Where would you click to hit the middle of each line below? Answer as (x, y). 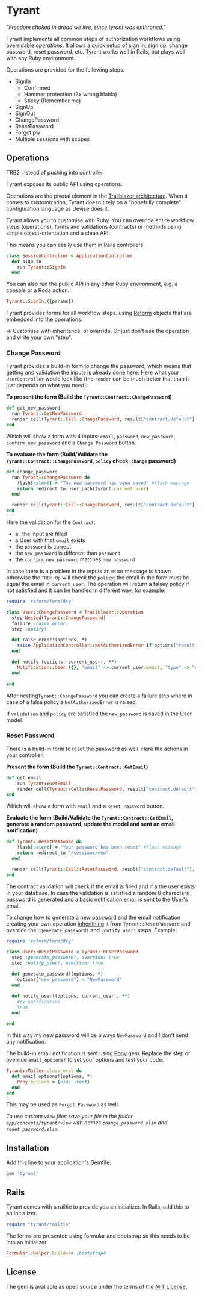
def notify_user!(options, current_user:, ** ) (71, 996)
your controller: (25, 755)
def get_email (24, 777)
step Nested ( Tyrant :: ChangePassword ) (59, 618)
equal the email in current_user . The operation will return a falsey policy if (98, 584)
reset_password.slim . (33, 1129)
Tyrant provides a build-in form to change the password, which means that (99, 366)
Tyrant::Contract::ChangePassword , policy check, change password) (91, 461)
